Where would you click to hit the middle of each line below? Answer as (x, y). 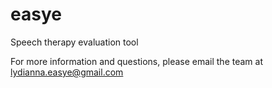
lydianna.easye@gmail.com (67, 72)
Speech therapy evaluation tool (74, 42)
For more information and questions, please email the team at (136, 61)
